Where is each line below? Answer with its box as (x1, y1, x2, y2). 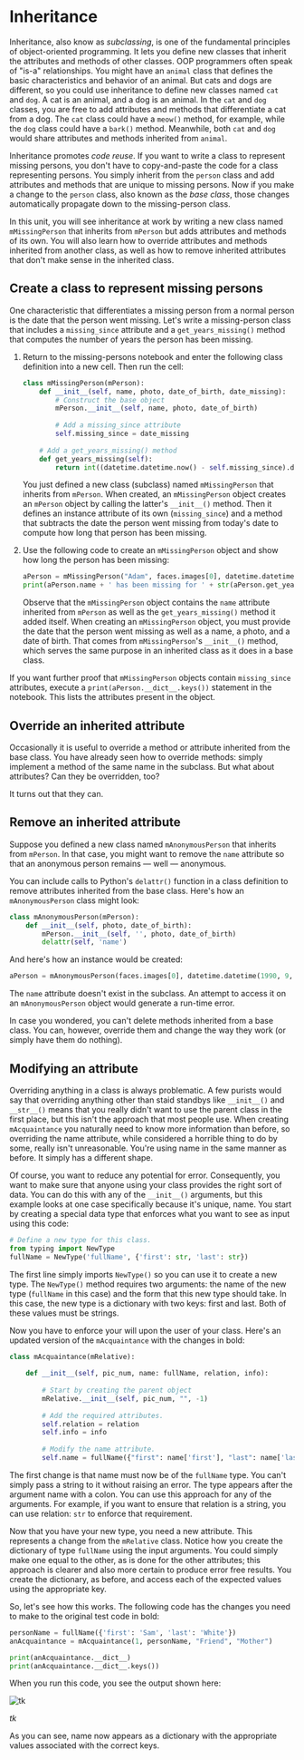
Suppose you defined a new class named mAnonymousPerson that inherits (9, 839, 277, 850)
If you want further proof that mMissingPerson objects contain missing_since (9, 673, 291, 684)
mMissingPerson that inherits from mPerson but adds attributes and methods (9, 225, 287, 237)
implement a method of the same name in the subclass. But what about (9, 761, 275, 772)
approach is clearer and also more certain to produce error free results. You (9, 1564, 292, 1575)
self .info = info (42, 1428, 107, 1437)
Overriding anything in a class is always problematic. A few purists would (9, 1084, 282, 1095)
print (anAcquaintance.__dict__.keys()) (9, 1661, 160, 1670)
